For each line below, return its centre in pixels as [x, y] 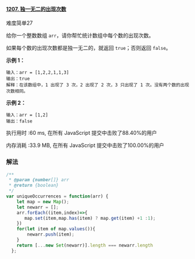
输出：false [19, 121]
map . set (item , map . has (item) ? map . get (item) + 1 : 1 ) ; [90, 218]
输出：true [18, 79]
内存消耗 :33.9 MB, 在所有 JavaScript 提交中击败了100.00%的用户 [85, 145]
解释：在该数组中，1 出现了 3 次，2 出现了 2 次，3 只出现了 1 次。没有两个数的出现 [97, 85]
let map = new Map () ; [43, 202]
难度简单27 [20, 23]
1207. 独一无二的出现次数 [36, 9]
